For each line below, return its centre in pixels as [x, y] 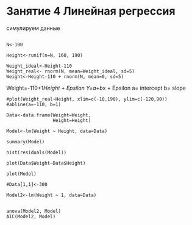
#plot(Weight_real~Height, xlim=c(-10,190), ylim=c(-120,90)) [87, 99]
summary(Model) [26, 141]
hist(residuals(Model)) [37, 152]
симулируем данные [33, 28]
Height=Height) [72, 120]
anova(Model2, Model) [34, 211]
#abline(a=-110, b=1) [34, 104]
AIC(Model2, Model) [31, 216]
